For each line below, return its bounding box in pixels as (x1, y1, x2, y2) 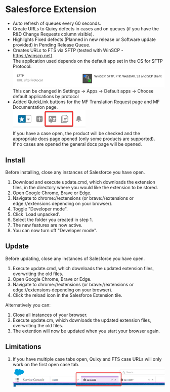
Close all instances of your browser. (12, 312, 88, 318)
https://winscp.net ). (12, 52, 54, 59)
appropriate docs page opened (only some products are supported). (12, 136, 155, 142)
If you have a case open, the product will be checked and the (12, 130, 140, 137)
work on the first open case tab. (12, 361, 79, 367)
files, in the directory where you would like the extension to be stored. (12, 185, 158, 191)
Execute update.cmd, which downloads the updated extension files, (12, 265, 154, 271)
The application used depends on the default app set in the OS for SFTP (12, 58, 163, 64)
